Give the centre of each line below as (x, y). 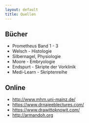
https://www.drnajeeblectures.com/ (48, 105)
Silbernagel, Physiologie (36, 57)
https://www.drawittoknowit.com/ (46, 110)
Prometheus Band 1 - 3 (35, 46)
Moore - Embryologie (33, 61)
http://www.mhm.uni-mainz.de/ (44, 99)
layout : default (22, 10)
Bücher (16, 34)
